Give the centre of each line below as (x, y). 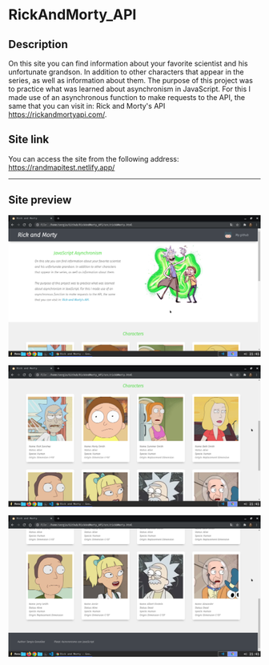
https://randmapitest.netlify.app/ (62, 167)
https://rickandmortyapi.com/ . (58, 114)
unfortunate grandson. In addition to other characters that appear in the (126, 72)
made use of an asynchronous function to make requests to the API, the (127, 97)
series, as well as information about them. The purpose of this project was (131, 80)
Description (38, 44)
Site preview (40, 200)
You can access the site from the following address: (94, 158)
